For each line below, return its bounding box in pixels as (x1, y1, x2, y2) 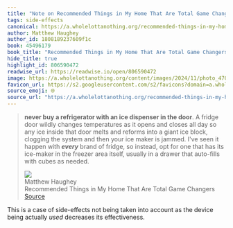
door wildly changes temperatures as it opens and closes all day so (24, 121, 217, 128)
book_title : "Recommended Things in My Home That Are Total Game (7, 49, 200, 56)
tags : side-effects (7, 17, 64, 24)
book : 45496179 (7, 42, 51, 49)
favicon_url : (7, 81, 45, 88)
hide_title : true (7, 55, 58, 62)
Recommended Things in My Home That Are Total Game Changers (24, 185, 215, 193)
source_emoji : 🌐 (7, 87, 55, 94)
